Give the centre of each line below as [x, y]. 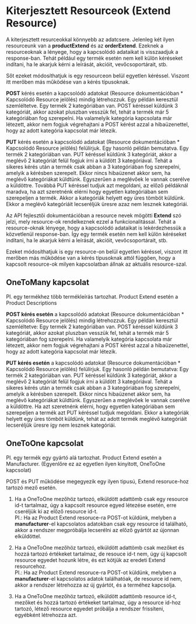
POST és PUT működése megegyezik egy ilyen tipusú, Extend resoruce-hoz [97, 481]
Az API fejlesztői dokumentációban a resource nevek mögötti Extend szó [94, 215]
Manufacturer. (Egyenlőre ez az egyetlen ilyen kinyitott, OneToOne [86, 464]
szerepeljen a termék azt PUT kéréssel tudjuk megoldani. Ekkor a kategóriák [98, 412]
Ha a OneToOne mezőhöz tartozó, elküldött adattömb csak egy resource [101, 499]
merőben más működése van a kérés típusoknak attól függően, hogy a [91, 258]
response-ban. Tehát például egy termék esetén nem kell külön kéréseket [94, 58]
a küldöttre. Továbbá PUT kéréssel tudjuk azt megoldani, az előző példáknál [97, 185]
